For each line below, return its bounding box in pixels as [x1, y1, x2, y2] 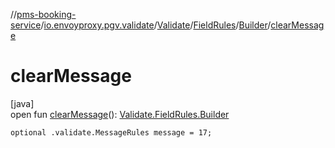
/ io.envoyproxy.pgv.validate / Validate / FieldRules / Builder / [40, 19, 272, 31]
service [10, 19, 42, 31]
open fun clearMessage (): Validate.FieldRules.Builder [10, 108, 230, 120]
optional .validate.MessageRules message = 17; [10, 127, 213, 138]
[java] [10, 97, 35, 109]
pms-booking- [16, 9, 77, 20]
